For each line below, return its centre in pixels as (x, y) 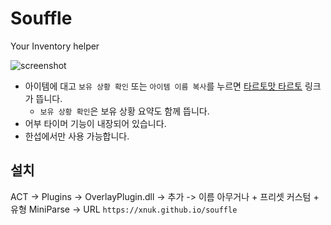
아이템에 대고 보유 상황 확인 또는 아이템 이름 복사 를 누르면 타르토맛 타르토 (163, 86)
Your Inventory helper (55, 46)
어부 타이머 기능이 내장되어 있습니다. (95, 123)
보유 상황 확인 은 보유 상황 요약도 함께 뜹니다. (124, 111)
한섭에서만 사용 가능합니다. (77, 136)
